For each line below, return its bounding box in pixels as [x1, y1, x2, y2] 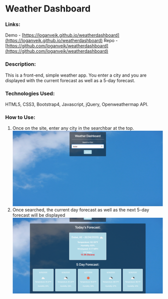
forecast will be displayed [12, 212, 65, 218]
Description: [5, 61, 36, 68]
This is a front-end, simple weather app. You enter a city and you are [5, 72, 146, 78]
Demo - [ [5, 32, 24, 38]
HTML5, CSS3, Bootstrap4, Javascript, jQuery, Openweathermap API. [5, 101, 148, 108]
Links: [5, 21, 20, 28]
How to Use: [5, 114, 35, 121]
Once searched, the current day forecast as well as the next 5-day [12, 207, 149, 213]
